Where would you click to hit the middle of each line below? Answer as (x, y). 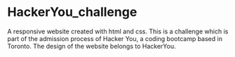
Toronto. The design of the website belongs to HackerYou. (92, 46)
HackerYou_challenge (72, 12)
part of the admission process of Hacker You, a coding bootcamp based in (115, 38)
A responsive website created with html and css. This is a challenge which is (118, 31)
